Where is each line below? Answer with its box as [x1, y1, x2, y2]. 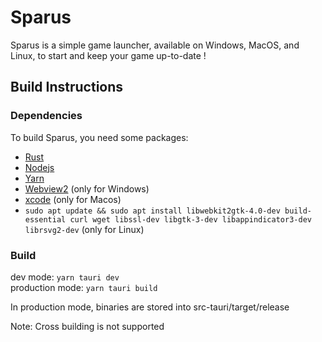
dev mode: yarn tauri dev [10, 271, 120, 283]
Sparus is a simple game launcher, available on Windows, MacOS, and [10, 39, 300, 51]
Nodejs [24, 161, 55, 173]
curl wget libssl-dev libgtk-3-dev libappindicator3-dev [69, 214, 312, 225]
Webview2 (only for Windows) [24, 182, 150, 195]
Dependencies [10, 109, 83, 123]
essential [24, 214, 67, 225]
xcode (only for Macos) [24, 193, 122, 205]
